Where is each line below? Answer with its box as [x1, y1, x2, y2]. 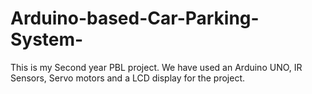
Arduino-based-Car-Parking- [10, 7, 260, 30]
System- [10, 28, 84, 51]
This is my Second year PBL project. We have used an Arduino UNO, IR [10, 61, 303, 73]
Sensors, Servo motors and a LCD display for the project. [10, 72, 245, 84]
